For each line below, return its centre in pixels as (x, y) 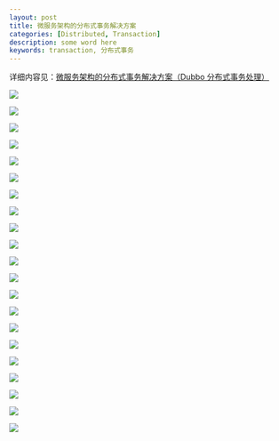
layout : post (33, 17)
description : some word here (63, 42)
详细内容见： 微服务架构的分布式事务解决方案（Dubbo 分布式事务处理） (139, 77)
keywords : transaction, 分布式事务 (72, 51)
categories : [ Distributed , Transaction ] (85, 34)
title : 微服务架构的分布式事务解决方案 (73, 26)
